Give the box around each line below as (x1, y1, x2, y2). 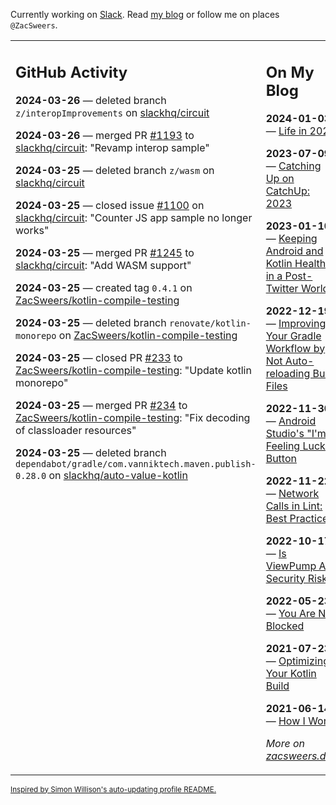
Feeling (265, 439, 301, 453)
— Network (265, 486, 320, 500)
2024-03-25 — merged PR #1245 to (15, 245, 195, 259)
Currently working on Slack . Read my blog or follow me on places (10, 9, 280, 20)
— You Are (265, 606, 317, 620)
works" (15, 223, 50, 237)
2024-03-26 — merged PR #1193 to (15, 128, 195, 142)
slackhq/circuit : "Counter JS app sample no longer (15, 210, 253, 224)
